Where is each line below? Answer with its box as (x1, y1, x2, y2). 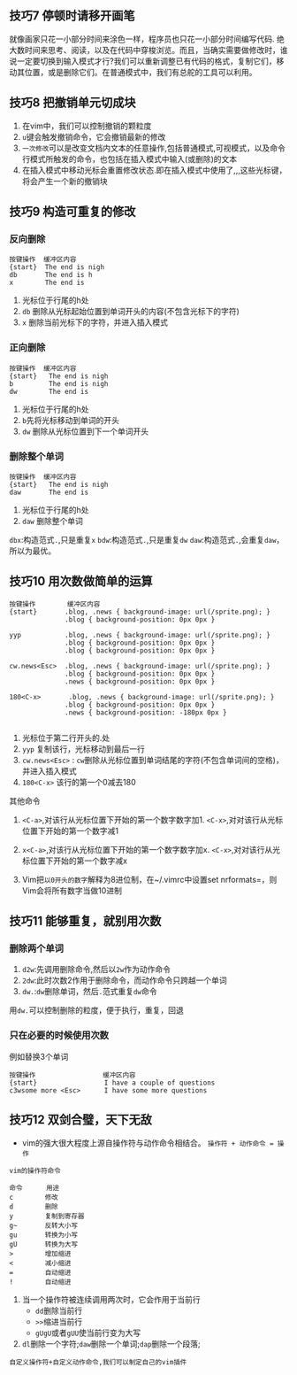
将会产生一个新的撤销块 (21, 175, 108, 186)
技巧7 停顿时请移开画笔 (9, 8, 135, 24)
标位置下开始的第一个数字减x (21, 855, 128, 866)
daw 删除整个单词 (21, 515, 84, 526)
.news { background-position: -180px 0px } (65, 707, 227, 717)
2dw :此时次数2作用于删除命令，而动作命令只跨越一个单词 (21, 975, 227, 985)
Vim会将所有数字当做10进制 (21, 884, 122, 896)
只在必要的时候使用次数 (9, 1030, 109, 1042)
